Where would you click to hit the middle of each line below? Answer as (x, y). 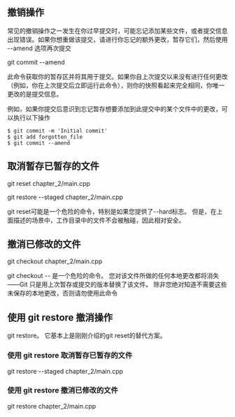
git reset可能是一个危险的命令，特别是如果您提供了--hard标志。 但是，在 (112, 211)
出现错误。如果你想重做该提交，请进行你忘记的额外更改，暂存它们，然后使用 (117, 39)
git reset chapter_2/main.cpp (49, 183)
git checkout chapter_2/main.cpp (55, 261)
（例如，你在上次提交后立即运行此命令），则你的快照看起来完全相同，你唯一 (116, 85)
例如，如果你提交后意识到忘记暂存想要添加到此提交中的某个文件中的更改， (114, 109)
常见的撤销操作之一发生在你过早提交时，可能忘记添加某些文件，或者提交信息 (117, 31)
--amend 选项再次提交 (39, 48)
